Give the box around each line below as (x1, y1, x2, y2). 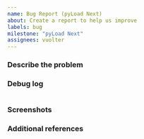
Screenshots (7, 105, 52, 115)
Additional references (7, 124, 83, 134)
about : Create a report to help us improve (7, 17, 138, 24)
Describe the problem (7, 60, 83, 70)
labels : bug (7, 23, 42, 30)
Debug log (7, 78, 44, 88)
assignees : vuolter (7, 37, 65, 44)
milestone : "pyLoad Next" (7, 30, 83, 37)
